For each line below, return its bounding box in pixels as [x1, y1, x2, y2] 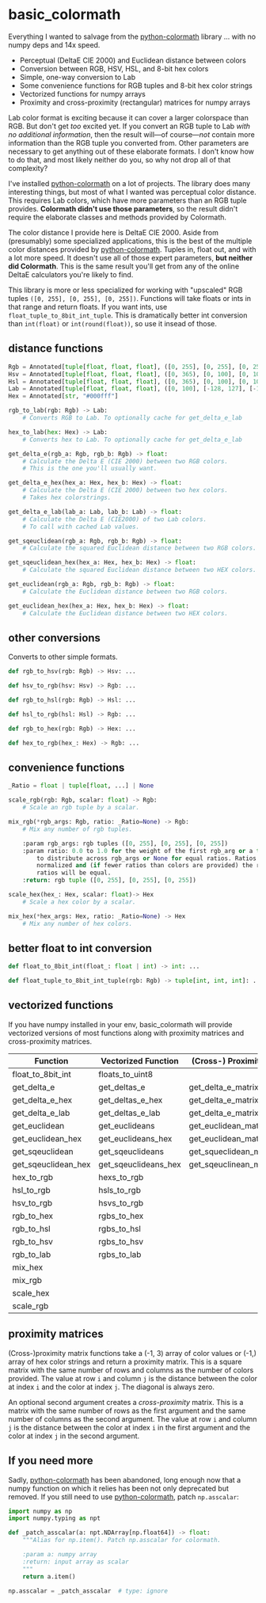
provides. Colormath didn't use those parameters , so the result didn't [8, 204, 238, 213]
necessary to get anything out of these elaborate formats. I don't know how [8, 147, 255, 156]
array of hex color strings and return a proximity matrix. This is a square [8, 1357, 242, 1366]
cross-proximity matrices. [8, 1036, 93, 1046]
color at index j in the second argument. [8, 1431, 140, 1441]
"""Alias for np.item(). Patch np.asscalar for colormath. [22, 1536, 222, 1544]
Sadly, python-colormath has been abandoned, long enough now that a [8, 1475, 241, 1484]
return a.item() [22, 1572, 77, 1581]
